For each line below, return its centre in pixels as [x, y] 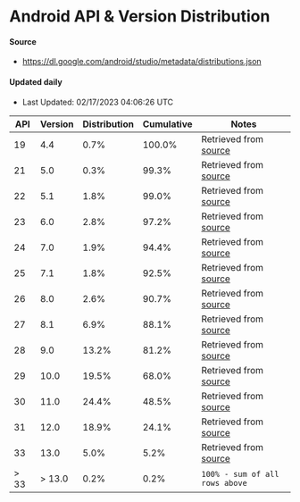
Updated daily [36, 81]
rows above [224, 483]
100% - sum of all [240, 474]
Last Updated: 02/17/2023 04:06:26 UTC [98, 102]
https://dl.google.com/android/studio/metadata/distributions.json [142, 62]
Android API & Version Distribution [140, 17]
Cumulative [167, 124]
